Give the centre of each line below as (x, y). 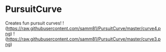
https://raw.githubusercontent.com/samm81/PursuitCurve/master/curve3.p (84, 39)
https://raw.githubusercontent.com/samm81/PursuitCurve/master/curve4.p (84, 28)
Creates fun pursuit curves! (33, 23)
